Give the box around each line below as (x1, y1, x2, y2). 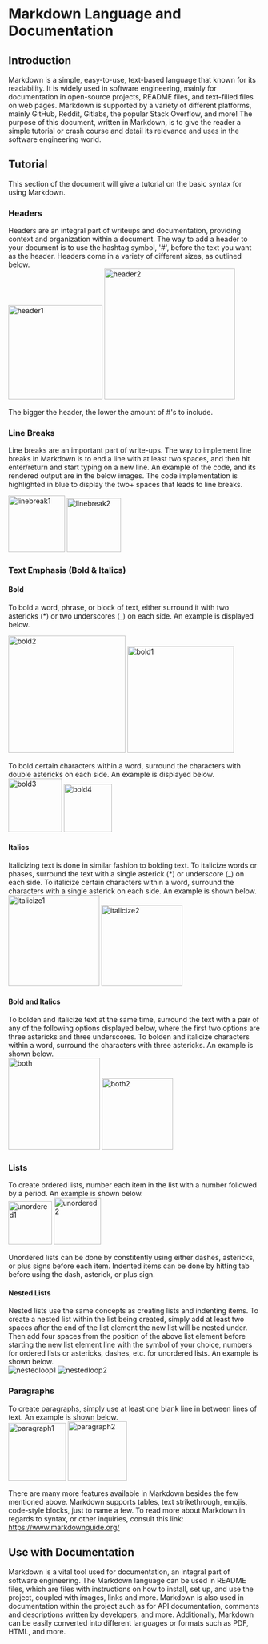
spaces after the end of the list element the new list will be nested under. (8, 1323, 248, 1332)
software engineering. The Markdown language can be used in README (8, 1575, 246, 1585)
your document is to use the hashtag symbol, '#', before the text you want (8, 243, 252, 252)
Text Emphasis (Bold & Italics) (8, 565, 126, 576)
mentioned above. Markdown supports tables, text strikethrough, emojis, (8, 1497, 248, 1506)
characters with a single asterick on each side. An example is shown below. (8, 886, 258, 896)
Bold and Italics (8, 997, 61, 1006)
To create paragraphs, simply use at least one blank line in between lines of (8, 1404, 258, 1413)
